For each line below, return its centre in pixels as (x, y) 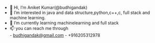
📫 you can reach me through (39, 28)
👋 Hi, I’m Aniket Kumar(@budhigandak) (48, 7)
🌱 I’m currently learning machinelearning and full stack (64, 23)
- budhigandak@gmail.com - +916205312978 (55, 35)
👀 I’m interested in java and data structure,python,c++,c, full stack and (80, 13)
